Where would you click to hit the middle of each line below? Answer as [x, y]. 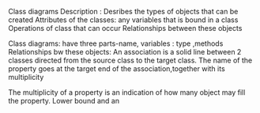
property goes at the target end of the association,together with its [117, 69]
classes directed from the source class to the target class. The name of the [130, 60]
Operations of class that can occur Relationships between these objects [125, 28]
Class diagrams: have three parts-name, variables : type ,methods [116, 43]
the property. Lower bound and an [64, 101]
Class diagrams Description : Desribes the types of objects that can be [123, 11]
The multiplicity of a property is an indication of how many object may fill [127, 92]
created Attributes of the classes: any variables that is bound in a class [123, 20]
